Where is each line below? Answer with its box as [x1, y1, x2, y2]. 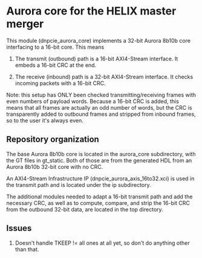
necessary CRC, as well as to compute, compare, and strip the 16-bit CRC [6, 199, 191, 206]
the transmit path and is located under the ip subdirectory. [6, 181, 151, 188]
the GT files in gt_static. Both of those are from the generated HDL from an [6, 157, 192, 164]
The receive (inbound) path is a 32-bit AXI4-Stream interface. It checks [15, 73, 194, 80]
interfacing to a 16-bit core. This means [6, 43, 105, 51]
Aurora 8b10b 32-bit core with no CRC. [6, 163, 103, 170]
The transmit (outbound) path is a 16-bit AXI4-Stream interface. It [15, 55, 178, 62]
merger [6, 17, 44, 31]
